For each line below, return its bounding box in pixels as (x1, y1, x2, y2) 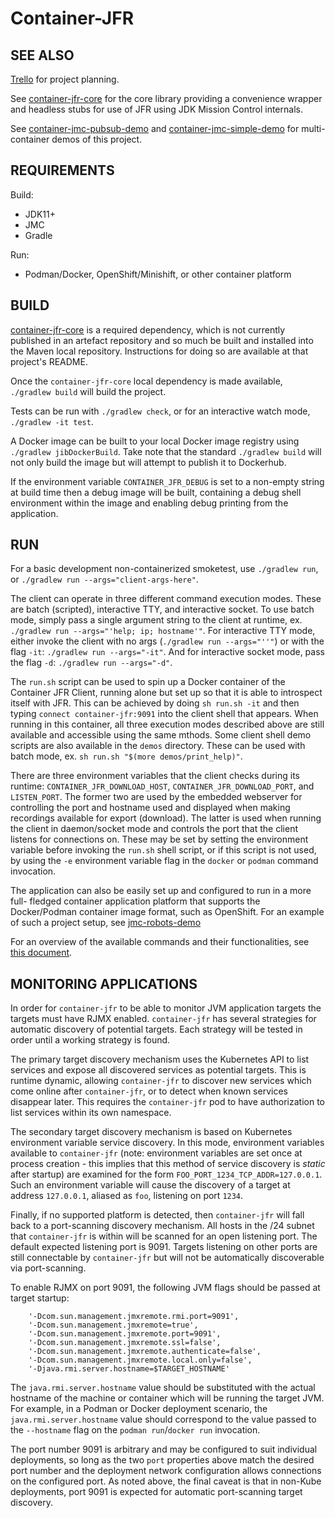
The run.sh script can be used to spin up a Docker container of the (10, 676, 286, 688)
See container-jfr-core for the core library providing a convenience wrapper (10, 93, 323, 104)
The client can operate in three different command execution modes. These (10, 593, 322, 605)
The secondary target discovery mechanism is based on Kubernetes (10, 1126, 293, 1138)
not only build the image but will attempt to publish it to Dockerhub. (10, 456, 287, 468)
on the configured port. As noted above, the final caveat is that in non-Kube (10, 1475, 322, 1487)
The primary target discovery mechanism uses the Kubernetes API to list (10, 1053, 310, 1066)
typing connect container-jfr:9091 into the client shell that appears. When (10, 708, 319, 720)
